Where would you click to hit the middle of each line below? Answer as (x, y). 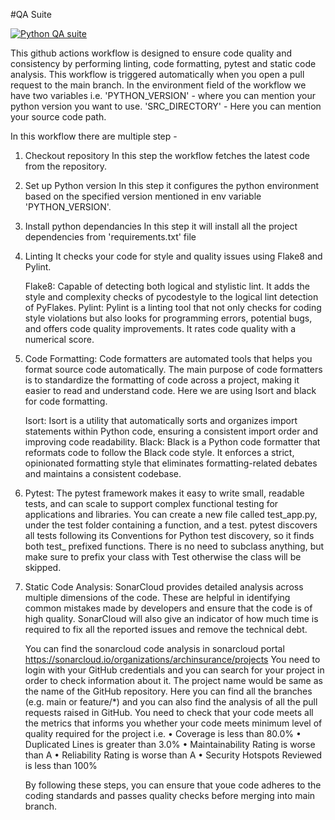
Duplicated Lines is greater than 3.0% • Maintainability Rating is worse (170, 744)
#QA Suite (31, 14)
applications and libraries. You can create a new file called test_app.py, (171, 514)
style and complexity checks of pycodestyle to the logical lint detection (171, 297)
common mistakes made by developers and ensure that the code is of (168, 608)
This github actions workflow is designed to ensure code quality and (151, 53)
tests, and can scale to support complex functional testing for (151, 503)
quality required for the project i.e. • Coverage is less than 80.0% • (163, 733)
